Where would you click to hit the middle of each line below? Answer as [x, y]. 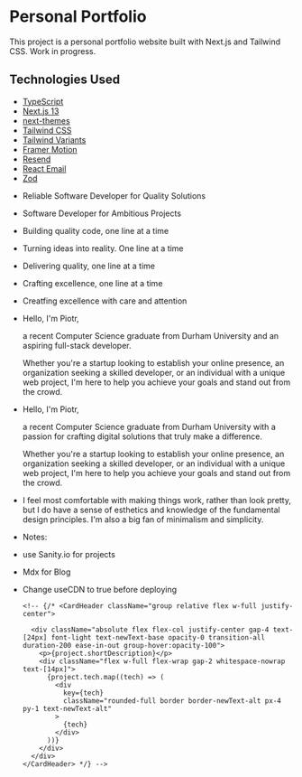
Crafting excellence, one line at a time [92, 283]
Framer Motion [50, 149]
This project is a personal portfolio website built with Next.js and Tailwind [145, 42]
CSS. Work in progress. [53, 51]
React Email [44, 168]
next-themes [46, 120]
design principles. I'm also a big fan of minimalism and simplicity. [143, 519]
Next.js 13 [41, 111]
